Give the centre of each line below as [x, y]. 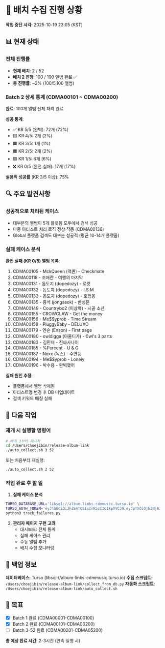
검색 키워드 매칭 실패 [32, 398]
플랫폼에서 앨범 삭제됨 [34, 386]
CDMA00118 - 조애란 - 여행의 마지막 [48, 277]
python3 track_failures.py [33, 513]
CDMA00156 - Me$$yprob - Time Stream [55, 319]
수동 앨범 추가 [33, 542]
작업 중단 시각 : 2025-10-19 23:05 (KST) [44, 25]
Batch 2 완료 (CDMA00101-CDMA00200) [54, 624]
